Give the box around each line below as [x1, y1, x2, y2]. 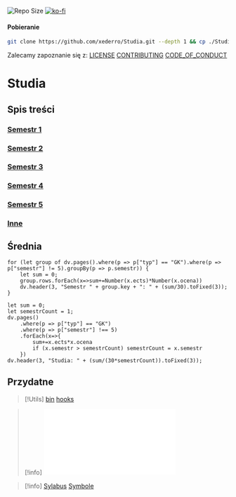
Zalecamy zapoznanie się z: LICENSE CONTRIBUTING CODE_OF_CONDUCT [7, 51, 228, 60]
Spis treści [7, 103, 55, 115]
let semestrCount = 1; [7, 308, 74, 315]
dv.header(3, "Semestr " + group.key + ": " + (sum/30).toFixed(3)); [20, 284, 228, 291]
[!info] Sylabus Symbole [24, 482, 94, 490]
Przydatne [7, 376, 54, 388]
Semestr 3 [7, 162, 44, 172]
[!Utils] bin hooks [24, 395, 74, 403]
